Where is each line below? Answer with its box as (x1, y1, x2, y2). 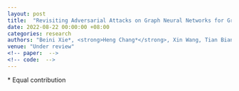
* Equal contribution (7, 75, 66, 84)
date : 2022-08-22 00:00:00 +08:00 (7, 23, 110, 30)
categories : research (7, 30, 72, 37)
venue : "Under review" (7, 43, 75, 50)
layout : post (7, 10, 46, 18)
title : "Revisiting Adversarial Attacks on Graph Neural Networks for (7, 17, 224, 24)
